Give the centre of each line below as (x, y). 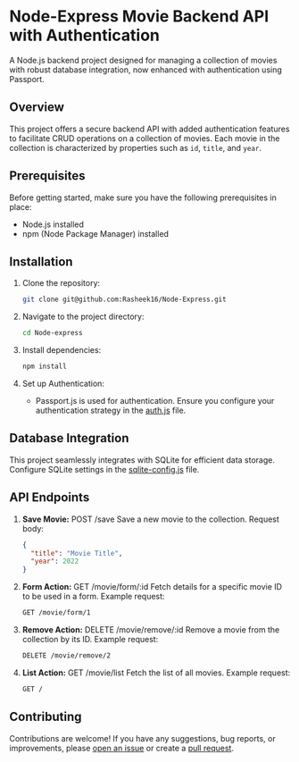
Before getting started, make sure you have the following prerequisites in (143, 197)
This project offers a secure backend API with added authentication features (149, 129)
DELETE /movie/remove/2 (66, 656)
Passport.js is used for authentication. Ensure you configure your (155, 401)
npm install (44, 367)
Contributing (46, 717)
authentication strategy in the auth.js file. (111, 410)
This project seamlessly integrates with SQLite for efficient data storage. (142, 460)
